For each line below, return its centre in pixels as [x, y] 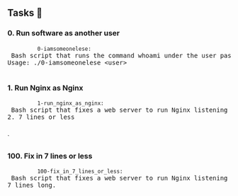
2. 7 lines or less [41, 117]
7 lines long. [32, 185]
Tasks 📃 [25, 13]
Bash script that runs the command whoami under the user [114, 55]
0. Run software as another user [64, 33]
